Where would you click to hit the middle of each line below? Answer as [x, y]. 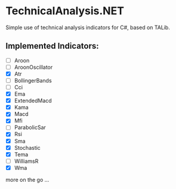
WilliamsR [26, 161]
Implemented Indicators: [52, 46]
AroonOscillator [33, 67]
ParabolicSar [30, 127]
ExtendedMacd [33, 101]
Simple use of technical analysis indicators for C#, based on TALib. [88, 27]
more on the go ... [27, 179]
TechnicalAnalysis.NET [65, 11]
